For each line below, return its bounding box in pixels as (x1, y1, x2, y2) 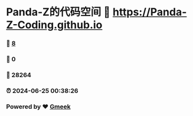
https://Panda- (112, 5, 187, 19)
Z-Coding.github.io (6, 18, 103, 32)
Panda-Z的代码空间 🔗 (6, 5, 111, 19)
